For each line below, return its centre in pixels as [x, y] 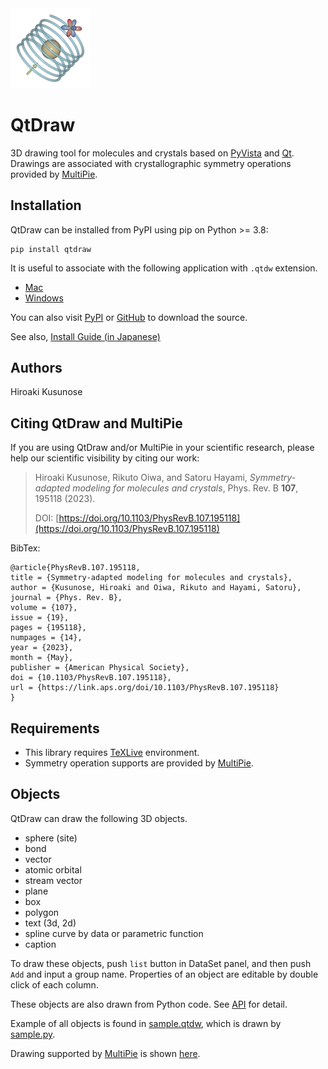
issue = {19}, [40, 618]
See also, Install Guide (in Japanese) [85, 336]
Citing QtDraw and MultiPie [96, 423]
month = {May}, [42, 658]
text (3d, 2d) [50, 923]
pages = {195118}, [48, 628]
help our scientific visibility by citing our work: [105, 458]
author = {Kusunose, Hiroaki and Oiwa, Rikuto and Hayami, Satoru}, [156, 588]
